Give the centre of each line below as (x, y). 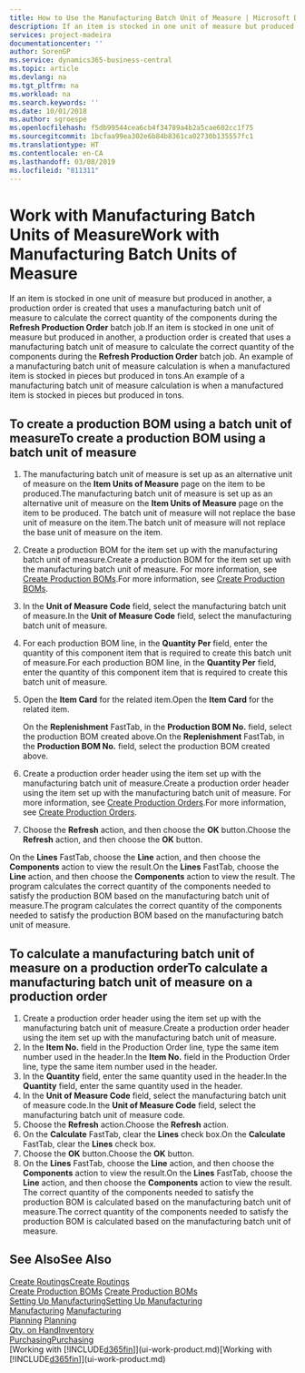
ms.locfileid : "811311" (54, 170)
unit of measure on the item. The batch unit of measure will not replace (154, 523)
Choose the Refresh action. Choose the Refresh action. (126, 1124)
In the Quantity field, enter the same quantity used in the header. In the (155, 1076)
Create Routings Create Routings (69, 1281)
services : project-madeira (60, 35)
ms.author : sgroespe (49, 119)
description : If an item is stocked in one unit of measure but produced (152, 26)
